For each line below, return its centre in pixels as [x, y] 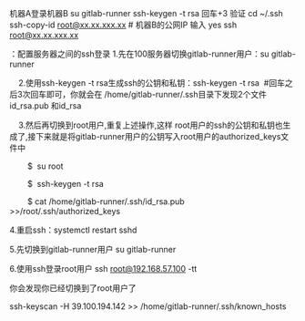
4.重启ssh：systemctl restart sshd [73, 230]
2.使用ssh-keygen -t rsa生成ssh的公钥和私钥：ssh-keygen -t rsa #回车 [151, 83]
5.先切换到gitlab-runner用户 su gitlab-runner [93, 249]
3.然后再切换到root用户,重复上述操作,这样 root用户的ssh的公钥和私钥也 [150, 125]
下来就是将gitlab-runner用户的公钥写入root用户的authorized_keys [158, 136]
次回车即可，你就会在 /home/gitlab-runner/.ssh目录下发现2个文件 [144, 94]
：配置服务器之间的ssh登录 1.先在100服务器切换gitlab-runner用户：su [140, 54]
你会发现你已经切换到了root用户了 [73, 288]
